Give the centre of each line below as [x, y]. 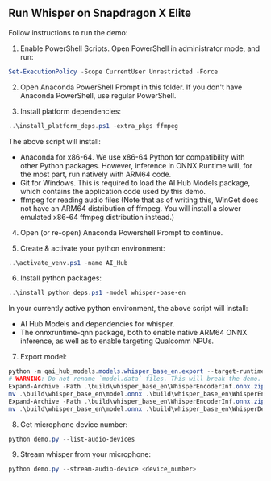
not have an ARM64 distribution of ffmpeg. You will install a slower [130, 208]
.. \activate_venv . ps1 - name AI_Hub [68, 263]
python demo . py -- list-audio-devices [72, 439]
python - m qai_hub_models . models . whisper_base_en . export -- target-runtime [137, 371]
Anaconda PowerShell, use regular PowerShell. [98, 95]
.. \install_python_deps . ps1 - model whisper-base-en [97, 293]
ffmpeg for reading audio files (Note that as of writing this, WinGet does [139, 200]
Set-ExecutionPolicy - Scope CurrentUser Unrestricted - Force [113, 72]
